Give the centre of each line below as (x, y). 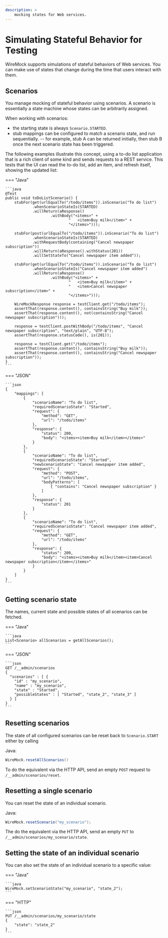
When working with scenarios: (37, 118)
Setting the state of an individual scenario (72, 853)
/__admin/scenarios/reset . (33, 775)
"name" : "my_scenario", (40, 686)
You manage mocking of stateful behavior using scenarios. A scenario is (80, 103)
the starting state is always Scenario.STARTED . (60, 128)
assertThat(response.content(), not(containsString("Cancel (79, 313)
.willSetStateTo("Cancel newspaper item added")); (87, 256)
